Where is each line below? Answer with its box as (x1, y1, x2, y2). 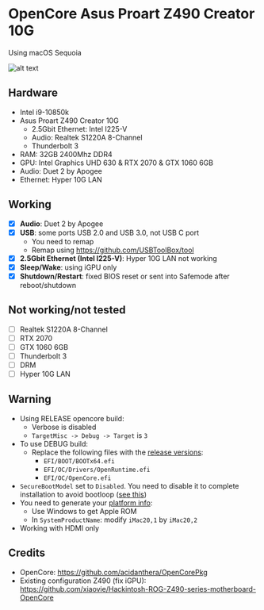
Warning (8, 393, 52, 406)
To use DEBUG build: (19, 439, 89, 448)
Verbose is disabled (31, 422, 97, 432)
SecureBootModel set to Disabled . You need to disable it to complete (19, 481, 239, 490)
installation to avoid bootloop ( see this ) (19, 489, 147, 499)
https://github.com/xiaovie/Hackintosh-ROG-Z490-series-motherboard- (19, 584, 256, 593)
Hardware (8, 86, 58, 100)
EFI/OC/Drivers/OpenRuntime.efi (43, 466, 151, 474)
